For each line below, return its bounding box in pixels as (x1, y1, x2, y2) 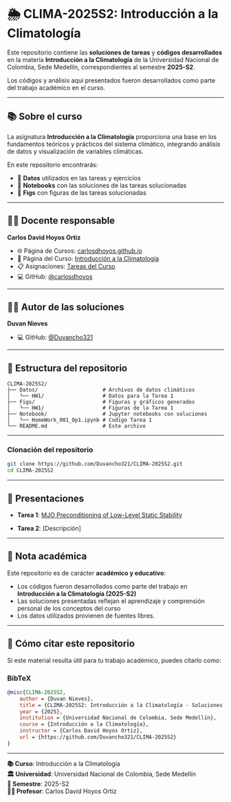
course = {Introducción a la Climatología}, (19, 721, 149, 728)
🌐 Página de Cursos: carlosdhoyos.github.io (16, 246, 142, 255)
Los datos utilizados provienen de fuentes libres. (16, 611, 155, 620)
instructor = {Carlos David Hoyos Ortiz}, (19, 728, 143, 735)
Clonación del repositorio (7, 445, 93, 455)
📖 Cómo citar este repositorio (7, 638, 135, 650)
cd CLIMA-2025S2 (7, 467, 54, 474)
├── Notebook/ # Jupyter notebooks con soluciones (7, 411, 208, 418)
